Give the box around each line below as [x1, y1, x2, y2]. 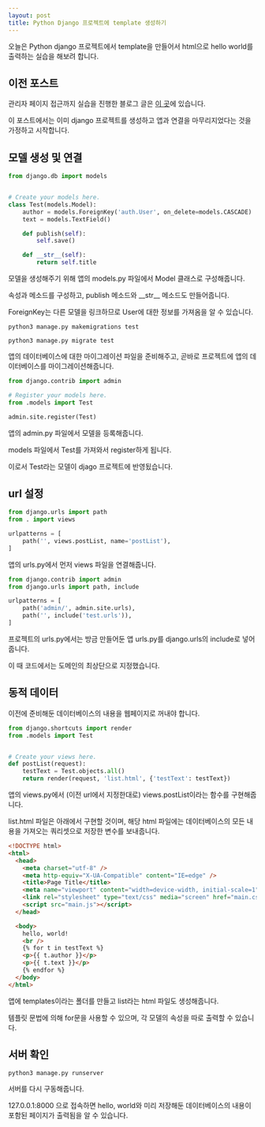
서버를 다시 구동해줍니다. [8, 1084, 84, 1094]
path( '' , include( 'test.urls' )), [22, 612, 132, 619]
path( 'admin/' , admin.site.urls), [22, 604, 136, 612]
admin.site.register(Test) [8, 413, 97, 421]
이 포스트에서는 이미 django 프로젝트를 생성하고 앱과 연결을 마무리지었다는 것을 [8, 116, 252, 125]
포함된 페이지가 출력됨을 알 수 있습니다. [8, 1110, 129, 1120]
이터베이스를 [8, 362, 47, 370]
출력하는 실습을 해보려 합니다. [8, 51, 99, 61]
